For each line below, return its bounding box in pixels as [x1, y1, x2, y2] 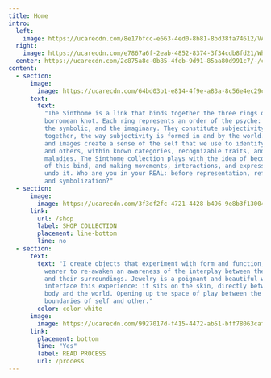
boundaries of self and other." [44, 297, 153, 305]
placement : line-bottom [37, 229, 117, 238]
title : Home [8, 11, 48, 20]
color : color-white [37, 304, 103, 313]
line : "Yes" [37, 342, 78, 351]
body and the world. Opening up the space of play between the [44, 290, 262, 298]
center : [15, 57, 42, 65]
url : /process [37, 357, 85, 366]
